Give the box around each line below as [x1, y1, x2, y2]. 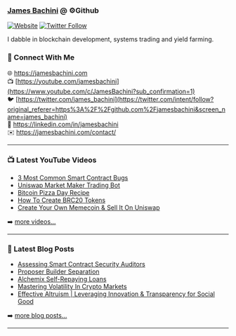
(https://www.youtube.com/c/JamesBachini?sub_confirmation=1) [7, 87, 195, 95]
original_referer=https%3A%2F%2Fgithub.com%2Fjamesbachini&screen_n [7, 105, 226, 114]
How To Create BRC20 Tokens [17, 196, 106, 204]
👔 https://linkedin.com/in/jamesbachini [7, 120, 119, 128]
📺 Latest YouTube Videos [7, 155, 97, 165]
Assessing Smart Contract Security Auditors [17, 260, 145, 269]
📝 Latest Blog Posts [7, 244, 75, 254]
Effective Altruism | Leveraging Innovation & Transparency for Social [17, 290, 216, 298]
